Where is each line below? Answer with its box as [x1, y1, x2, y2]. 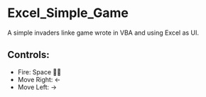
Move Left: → [17, 83, 57, 91]
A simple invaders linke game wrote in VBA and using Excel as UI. [7, 28, 200, 37]
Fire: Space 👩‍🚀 [17, 67, 62, 76]
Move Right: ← [17, 75, 61, 84]
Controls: [7, 49, 50, 61]
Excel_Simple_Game [7, 5, 129, 21]
